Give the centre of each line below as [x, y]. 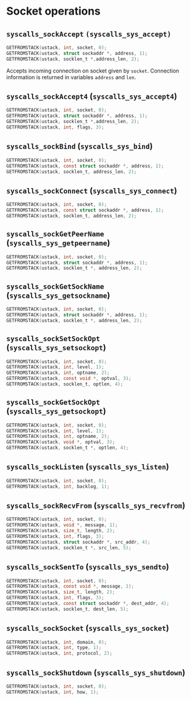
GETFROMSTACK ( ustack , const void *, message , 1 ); [70, 587]
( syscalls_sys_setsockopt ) [56, 347]
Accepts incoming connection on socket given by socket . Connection [93, 71]
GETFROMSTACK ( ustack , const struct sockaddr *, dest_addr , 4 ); [88, 604]
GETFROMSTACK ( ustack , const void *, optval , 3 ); [69, 379]
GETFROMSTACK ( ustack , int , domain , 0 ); [57, 642]
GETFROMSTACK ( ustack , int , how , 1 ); [52, 692]
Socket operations [54, 11]
